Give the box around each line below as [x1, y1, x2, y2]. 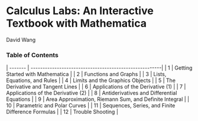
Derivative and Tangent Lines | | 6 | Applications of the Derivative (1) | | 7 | [6, 83, 186, 90]
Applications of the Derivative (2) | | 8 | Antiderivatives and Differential [6, 90, 177, 97]
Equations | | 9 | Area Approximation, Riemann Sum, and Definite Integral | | [6, 96, 190, 103]
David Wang [6, 36, 36, 43]
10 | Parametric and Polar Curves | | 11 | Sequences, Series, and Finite [6, 102, 176, 109]
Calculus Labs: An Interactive [6, 4, 154, 18]
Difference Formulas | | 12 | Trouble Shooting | [6, 108, 118, 116]
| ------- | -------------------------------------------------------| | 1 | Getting [6, 64, 193, 71]
